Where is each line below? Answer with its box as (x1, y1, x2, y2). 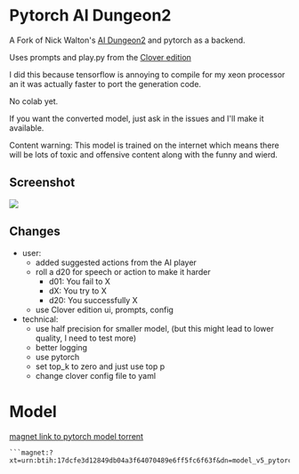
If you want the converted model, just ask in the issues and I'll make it (9, 113, 264, 124)
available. (9, 122, 44, 133)
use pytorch (35, 351, 80, 362)
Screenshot (9, 175, 76, 190)
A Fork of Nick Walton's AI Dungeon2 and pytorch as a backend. (9, 35, 246, 45)
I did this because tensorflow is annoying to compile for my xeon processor (9, 68, 286, 80)
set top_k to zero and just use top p (35, 361, 166, 372)
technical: (21, 313, 59, 325)
